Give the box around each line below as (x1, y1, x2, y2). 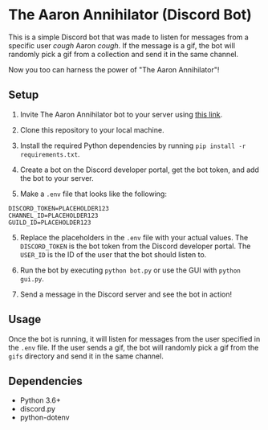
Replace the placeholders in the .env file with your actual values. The (19, 232, 249, 242)
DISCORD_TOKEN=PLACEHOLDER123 (8, 204, 110, 212)
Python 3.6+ (19, 395, 62, 405)
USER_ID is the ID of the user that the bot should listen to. (19, 249, 207, 259)
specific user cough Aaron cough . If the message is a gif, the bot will (8, 40, 235, 50)
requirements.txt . (19, 149, 80, 158)
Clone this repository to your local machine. (19, 125, 164, 134)
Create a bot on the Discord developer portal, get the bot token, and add (19, 165, 259, 174)
